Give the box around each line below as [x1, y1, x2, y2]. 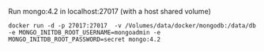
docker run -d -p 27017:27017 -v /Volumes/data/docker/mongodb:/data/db [8, 22, 257, 30]
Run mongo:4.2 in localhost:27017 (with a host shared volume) [8, 7, 211, 16]
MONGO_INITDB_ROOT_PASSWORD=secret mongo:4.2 [8, 35, 160, 43]
